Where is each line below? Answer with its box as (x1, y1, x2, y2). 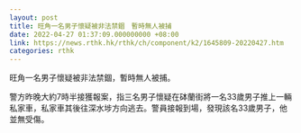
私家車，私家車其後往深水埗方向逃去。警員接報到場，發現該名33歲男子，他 (9, 102, 288, 113)
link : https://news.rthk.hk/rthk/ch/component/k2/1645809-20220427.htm (9, 38, 284, 48)
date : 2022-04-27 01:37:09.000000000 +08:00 (9, 30, 179, 39)
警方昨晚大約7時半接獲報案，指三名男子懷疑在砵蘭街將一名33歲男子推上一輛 (9, 92, 293, 102)
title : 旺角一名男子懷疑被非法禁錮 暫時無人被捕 (9, 22, 172, 31)
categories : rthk (9, 47, 75, 56)
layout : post (9, 13, 59, 22)
